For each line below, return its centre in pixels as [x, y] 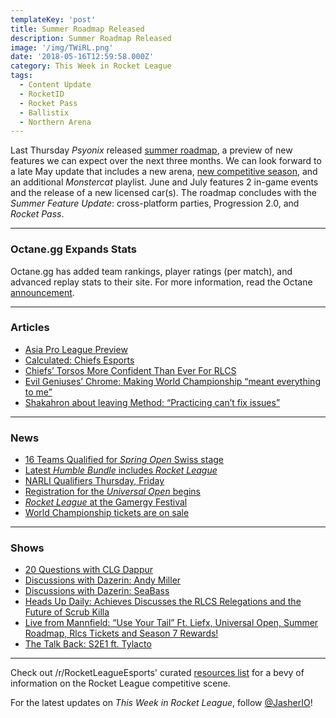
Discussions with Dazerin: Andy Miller [103, 580]
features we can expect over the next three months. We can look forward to [166, 161]
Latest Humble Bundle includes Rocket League [121, 470]
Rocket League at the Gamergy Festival [106, 502]
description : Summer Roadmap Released [91, 38]
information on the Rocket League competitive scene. [120, 683]
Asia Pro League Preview [76, 349]
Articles [30, 328]
